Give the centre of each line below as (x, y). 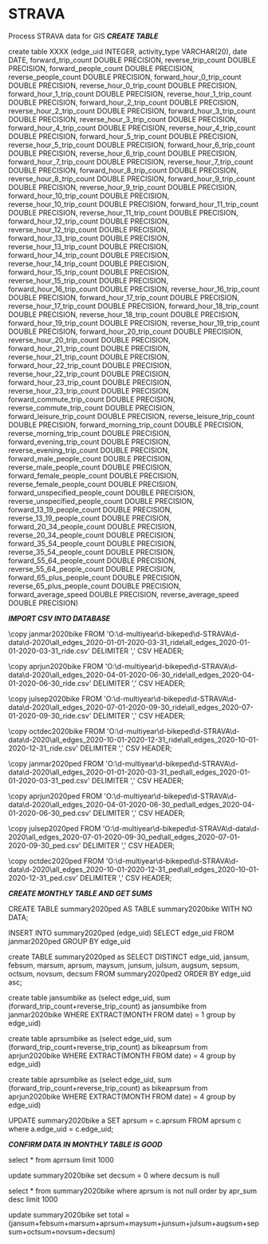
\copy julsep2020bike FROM (55, 699)
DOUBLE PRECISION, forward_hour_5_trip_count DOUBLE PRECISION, (123, 136)
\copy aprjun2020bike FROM (56, 666)
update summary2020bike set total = (69, 1214)
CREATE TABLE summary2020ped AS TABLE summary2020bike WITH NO (130, 909)
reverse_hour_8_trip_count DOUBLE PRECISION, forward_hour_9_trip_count (132, 178)
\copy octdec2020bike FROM (57, 731)
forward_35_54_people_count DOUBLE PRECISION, (93, 543)
